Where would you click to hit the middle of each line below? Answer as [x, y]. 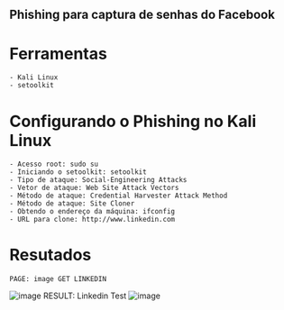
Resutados [50, 255]
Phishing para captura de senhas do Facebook [142, 15]
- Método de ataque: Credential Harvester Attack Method [119, 196]
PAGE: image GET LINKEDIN [58, 279]
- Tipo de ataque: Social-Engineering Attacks [98, 180]
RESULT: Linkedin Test [85, 296]
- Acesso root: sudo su [54, 164]
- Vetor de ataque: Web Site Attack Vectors [94, 188]
